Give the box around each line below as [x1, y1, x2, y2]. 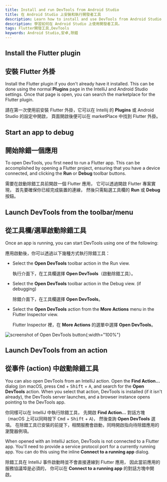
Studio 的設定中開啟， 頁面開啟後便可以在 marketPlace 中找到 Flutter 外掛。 [5, 113, 161, 119]
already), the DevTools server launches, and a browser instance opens [5, 394, 151, 400]
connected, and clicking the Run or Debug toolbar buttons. [5, 170, 126, 176]
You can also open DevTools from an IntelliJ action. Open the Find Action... [5, 378, 161, 384]
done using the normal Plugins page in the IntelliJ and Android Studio [5, 86, 148, 92]
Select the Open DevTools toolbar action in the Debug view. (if [12, 280, 141, 286]
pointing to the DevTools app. [5, 399, 66, 405]
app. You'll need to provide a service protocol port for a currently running [5, 443, 156, 450]
